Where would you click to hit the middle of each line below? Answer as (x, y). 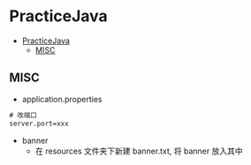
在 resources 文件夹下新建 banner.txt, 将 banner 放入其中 (139, 151)
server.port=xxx (39, 124)
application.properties (62, 99)
